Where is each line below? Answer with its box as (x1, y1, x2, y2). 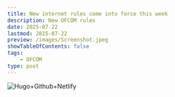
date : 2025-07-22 (7, 23, 58, 30)
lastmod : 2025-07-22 (7, 30, 68, 37)
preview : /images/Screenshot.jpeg (7, 37, 109, 44)
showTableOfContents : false (7, 43, 90, 50)
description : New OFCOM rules (7, 17, 96, 24)
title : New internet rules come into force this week (7, 10, 169, 18)
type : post (7, 63, 39, 70)
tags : (7, 50, 23, 57)
